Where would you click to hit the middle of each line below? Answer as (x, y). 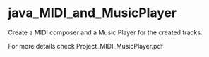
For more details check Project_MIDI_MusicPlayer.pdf (86, 46)
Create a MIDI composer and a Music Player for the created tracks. (105, 32)
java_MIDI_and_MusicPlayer (92, 13)
